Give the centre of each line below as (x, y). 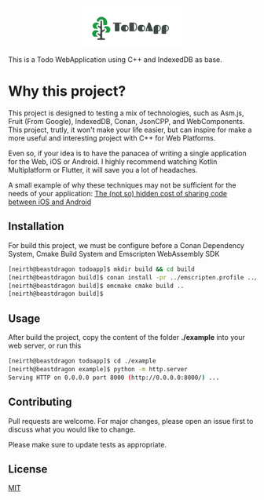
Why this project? (67, 91)
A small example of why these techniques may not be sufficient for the (122, 185)
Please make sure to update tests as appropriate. (88, 444)
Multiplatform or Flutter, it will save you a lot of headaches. (103, 170)
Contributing (40, 402)
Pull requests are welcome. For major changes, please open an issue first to (131, 421)
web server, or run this (45, 346)
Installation (36, 226)
